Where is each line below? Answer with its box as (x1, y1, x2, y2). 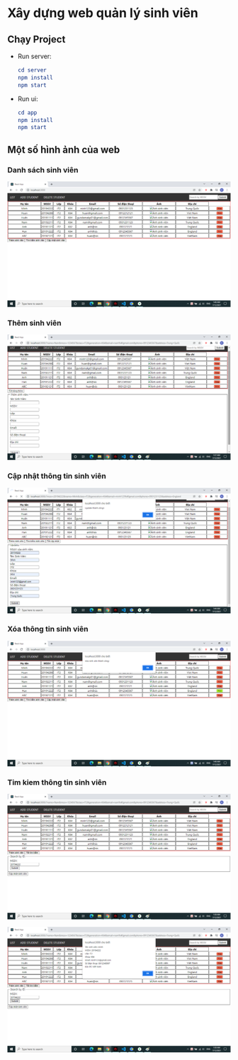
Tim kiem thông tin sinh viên (7, 777, 107, 787)
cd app (17, 109, 38, 116)
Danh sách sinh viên (7, 165, 79, 175)
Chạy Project (7, 33, 66, 45)
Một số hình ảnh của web (7, 143, 120, 155)
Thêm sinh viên (7, 318, 62, 328)
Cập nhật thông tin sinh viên (7, 471, 106, 481)
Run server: (17, 52, 52, 60)
